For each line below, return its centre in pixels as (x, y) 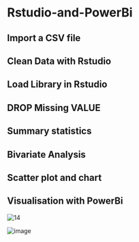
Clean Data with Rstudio (59, 61)
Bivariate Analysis (47, 155)
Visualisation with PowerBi (65, 201)
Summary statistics (49, 131)
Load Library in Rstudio (57, 85)
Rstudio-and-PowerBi (70, 13)
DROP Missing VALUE (54, 108)
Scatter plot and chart (55, 177)
